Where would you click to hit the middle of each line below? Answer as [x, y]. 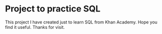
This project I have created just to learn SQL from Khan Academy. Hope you [81, 22]
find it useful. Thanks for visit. [35, 27]
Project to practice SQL [53, 9]
